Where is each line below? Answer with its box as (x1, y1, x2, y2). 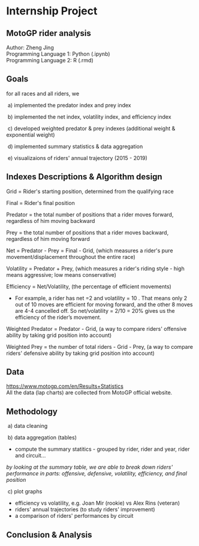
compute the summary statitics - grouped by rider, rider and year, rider (14, 445, 190, 453)
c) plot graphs (7, 488, 43, 495)
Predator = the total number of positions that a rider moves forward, (6, 211, 174, 218)
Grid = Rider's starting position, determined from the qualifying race (6, 188, 174, 195)
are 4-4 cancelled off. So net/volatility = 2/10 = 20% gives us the (14, 307, 175, 314)
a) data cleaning (7, 423, 48, 430)
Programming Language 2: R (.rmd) (6, 57, 94, 64)
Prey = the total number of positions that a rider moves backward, (6, 229, 169, 236)
